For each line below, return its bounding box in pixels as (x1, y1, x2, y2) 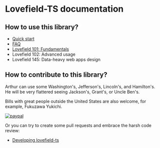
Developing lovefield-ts (12, 137, 60, 143)
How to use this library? (5, 23, 79, 31)
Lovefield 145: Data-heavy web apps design (12, 57, 101, 62)
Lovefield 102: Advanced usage (12, 51, 76, 57)
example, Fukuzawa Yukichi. (5, 104, 62, 109)
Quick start (12, 36, 35, 42)
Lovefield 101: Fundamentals (12, 46, 69, 52)
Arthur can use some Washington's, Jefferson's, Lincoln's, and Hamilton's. (5, 84, 155, 89)
